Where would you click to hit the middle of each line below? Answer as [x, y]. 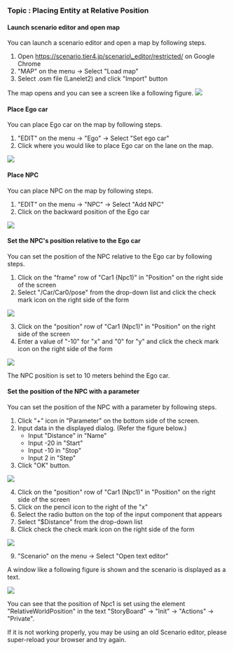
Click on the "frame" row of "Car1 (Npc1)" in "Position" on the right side [120, 277]
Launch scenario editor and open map [64, 27]
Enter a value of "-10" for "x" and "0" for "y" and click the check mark [118, 341]
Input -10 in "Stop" [55, 450]
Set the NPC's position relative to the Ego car [74, 241]
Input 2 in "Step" [52, 458]
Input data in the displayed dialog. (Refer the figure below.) [102, 428]
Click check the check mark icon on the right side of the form [106, 529]
